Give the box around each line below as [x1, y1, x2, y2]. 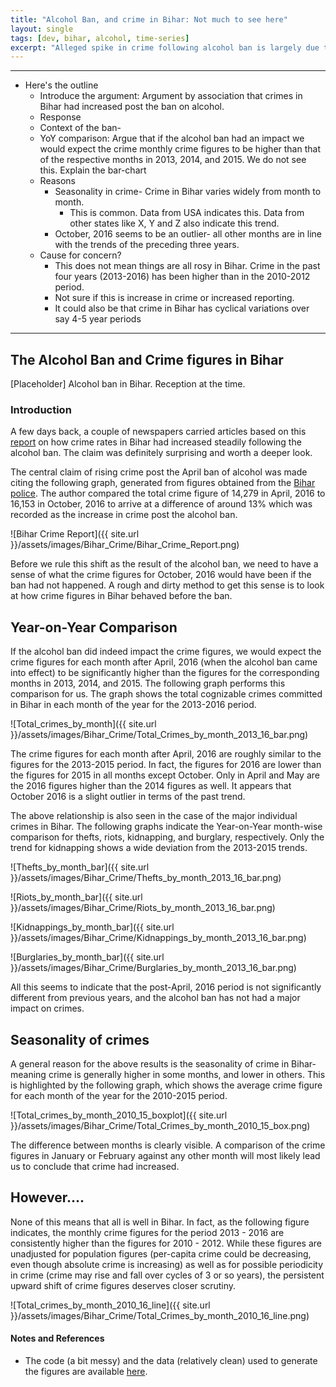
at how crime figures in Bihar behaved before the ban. [10, 590, 233, 602]
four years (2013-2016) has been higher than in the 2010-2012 [54, 271, 311, 283]
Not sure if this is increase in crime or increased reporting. [54, 292, 295, 304]
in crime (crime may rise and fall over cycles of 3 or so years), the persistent [10, 1269, 325, 1281]
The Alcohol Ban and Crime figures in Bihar [10, 351, 284, 368]
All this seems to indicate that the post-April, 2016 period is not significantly [10, 981, 322, 993]
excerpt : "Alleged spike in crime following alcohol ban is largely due [10, 42, 320, 53]
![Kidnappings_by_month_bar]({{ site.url [10, 921, 175, 933]
